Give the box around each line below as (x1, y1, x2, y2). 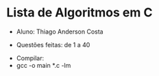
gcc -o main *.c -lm (16, 61, 71, 69)
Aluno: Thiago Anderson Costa (16, 27, 103, 36)
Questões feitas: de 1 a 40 (16, 40, 90, 49)
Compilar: (16, 53, 45, 62)
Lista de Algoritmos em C (6, 5, 153, 21)
